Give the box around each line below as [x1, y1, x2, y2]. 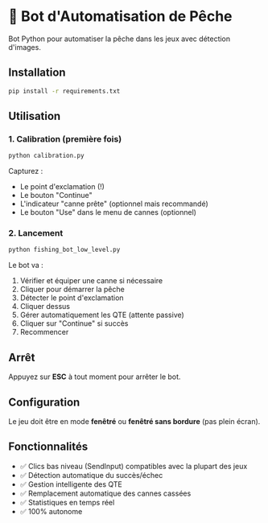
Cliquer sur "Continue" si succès [19, 319, 129, 328]
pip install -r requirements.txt [8, 87, 121, 95]
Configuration [8, 395, 80, 409]
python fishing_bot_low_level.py [8, 245, 121, 254]
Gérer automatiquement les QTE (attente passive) [19, 310, 185, 320]
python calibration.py [8, 152, 85, 160]
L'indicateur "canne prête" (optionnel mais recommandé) [19, 199, 209, 208]
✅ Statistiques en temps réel [19, 497, 115, 507]
